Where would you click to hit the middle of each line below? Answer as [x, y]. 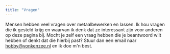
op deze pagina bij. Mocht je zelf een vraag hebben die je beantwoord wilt [83, 35]
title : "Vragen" [22, 10]
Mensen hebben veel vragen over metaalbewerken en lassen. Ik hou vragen [85, 24]
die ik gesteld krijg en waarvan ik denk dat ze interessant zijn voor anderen [84, 30]
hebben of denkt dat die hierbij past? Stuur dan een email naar [71, 40]
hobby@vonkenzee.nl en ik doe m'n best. [49, 45]
